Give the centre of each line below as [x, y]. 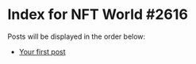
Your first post [42, 51]
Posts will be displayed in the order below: [77, 36]
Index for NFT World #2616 [98, 15]
